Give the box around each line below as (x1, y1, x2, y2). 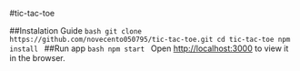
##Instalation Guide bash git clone (9, 25, 143, 35)
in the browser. (9, 53, 65, 63)
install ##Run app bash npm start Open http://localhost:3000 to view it (9, 43, 289, 54)
